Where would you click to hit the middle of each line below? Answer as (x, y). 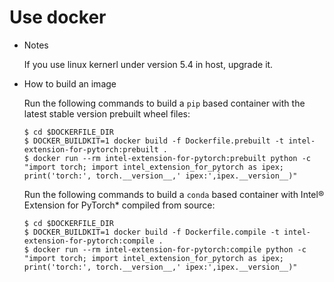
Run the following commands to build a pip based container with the (164, 103)
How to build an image (70, 83)
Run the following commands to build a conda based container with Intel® (174, 194)
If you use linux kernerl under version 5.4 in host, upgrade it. (148, 64)
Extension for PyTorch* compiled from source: (119, 205)
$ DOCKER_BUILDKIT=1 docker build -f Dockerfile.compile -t (151, 232)
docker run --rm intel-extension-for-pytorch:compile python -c (170, 249)
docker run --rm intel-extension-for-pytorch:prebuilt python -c (172, 158)
